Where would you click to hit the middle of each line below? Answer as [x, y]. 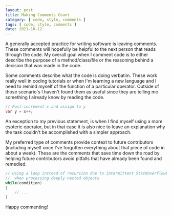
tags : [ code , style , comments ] [41, 24]
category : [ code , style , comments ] [46, 19]
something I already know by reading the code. [55, 97]
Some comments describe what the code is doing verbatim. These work [81, 75]
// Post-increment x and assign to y [46, 107]
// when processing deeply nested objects [52, 178]
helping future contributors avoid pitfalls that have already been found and [84, 158]
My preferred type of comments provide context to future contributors [79, 142]
